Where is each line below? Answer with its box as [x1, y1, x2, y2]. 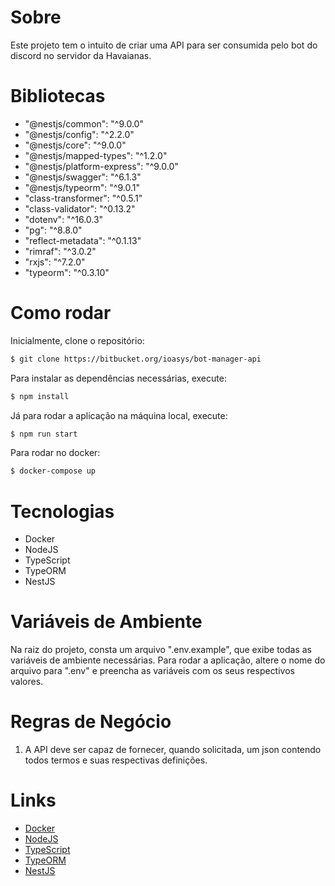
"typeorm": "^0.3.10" [24, 266, 110, 278]
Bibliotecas [10, 85, 106, 108]
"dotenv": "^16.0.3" [24, 213, 104, 225]
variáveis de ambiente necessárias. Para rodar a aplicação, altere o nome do [10, 654, 326, 666]
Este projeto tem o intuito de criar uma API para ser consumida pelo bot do [10, 39, 318, 51]
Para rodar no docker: [10, 447, 101, 459]
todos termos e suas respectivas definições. [24, 754, 208, 766]
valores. [10, 676, 44, 688]
